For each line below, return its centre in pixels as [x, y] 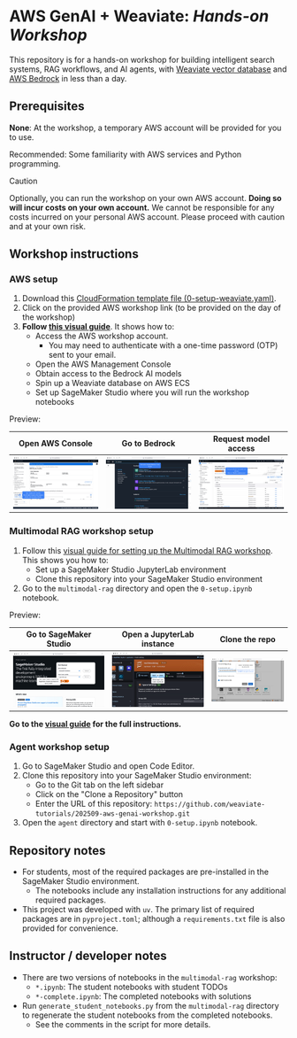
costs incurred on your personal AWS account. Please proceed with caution [147, 217]
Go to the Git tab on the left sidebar [99, 785]
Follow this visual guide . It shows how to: [98, 327]
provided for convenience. [70, 928]
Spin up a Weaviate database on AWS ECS [112, 383]
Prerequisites [47, 107]
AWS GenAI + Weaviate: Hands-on [139, 16]
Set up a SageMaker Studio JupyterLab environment [131, 569]
